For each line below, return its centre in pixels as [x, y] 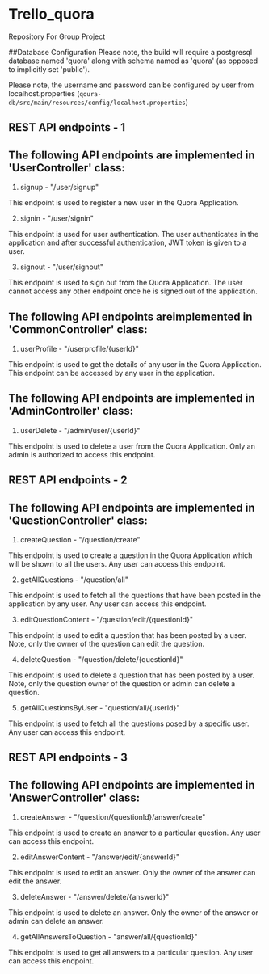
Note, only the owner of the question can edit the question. [106, 643]
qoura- [90, 94]
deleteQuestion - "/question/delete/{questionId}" [101, 659]
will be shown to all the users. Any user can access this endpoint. [117, 563]
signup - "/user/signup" [59, 188]
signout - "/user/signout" [61, 267]
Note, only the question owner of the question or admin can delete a [122, 683]
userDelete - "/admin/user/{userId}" [80, 430]
